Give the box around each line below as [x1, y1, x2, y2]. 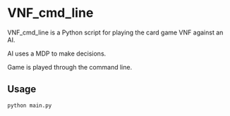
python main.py [7, 102, 52, 109]
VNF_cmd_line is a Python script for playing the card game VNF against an [7, 28, 224, 37]
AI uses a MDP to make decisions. [7, 49, 107, 58]
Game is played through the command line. [7, 63, 133, 71]
